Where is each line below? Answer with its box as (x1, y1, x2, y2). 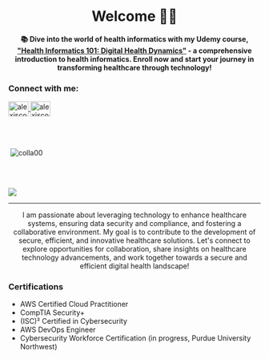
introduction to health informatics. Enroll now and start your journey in (14, 54, 255, 63)
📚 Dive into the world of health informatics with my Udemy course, (20, 34, 249, 43)
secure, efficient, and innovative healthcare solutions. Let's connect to (18, 236, 251, 245)
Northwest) (19, 342, 58, 352)
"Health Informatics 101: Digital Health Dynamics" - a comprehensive (17, 46, 252, 55)
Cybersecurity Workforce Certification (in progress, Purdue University (19, 333, 251, 343)
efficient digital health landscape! (79, 260, 190, 271)
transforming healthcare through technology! (57, 63, 212, 72)
